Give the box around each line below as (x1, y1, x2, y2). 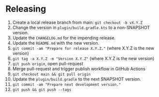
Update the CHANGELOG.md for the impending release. (12, 35, 116, 41)
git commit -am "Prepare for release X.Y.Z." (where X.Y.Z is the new (12, 45, 154, 51)
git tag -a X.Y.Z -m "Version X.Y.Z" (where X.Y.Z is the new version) (12, 55, 155, 61)
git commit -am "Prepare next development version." (12, 82, 121, 87)
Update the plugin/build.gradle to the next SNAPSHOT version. (12, 76, 142, 82)
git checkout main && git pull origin (12, 72, 91, 77)
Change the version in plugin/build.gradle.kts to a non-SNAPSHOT (12, 24, 150, 30)
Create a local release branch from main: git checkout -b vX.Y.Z (12, 19, 143, 25)
